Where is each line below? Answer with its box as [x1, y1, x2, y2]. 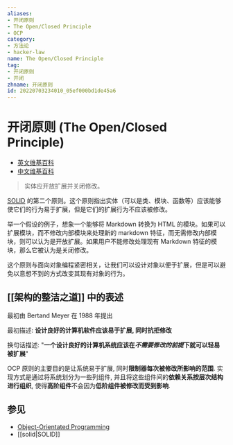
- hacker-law [7, 49, 45, 56]
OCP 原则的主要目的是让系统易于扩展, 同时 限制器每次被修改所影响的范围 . [7, 364, 216, 372]
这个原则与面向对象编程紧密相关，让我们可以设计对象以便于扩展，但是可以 [7, 261, 220, 269]
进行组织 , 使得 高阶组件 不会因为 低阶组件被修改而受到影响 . [7, 381, 171, 390]
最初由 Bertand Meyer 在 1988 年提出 [7, 311, 113, 320]
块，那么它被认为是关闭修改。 [7, 246, 92, 254]
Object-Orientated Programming [17, 422, 110, 430]
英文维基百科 [17, 159, 54, 167]
